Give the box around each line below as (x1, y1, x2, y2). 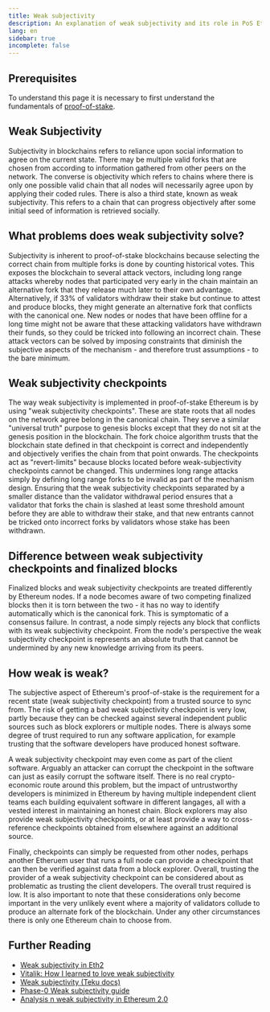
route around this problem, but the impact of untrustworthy (43, 780, 239, 789)
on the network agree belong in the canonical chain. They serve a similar (8, 415, 250, 425)
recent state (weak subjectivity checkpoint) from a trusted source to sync (8, 697, 252, 706)
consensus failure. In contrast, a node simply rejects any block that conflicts (8, 617, 260, 627)
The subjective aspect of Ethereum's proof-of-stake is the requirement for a (8, 688, 260, 697)
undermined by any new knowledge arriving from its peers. (8, 643, 204, 652)
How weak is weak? (8, 666, 109, 680)
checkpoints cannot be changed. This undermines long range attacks (8, 466, 239, 475)
